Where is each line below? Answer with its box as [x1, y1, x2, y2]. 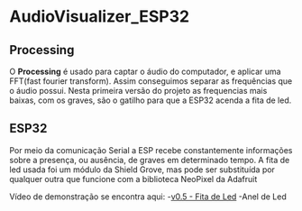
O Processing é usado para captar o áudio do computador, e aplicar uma [9, 66, 281, 77]
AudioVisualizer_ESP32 [9, 6, 190, 27]
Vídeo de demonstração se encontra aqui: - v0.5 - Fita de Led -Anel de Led [9, 191, 287, 202]
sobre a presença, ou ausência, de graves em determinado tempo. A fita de [9, 154, 290, 165]
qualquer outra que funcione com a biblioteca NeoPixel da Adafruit [9, 173, 258, 184]
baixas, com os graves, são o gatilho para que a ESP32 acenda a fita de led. [9, 95, 292, 105]
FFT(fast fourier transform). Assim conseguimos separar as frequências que [9, 76, 293, 87]
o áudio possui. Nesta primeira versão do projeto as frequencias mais [9, 86, 268, 96]
